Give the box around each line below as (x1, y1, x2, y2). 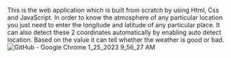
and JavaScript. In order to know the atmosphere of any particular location (7, 13, 223, 22)
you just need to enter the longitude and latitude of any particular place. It (7, 21, 220, 29)
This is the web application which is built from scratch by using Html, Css (7, 6, 220, 14)
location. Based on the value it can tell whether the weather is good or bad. (7, 36, 225, 44)
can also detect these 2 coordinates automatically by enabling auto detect (7, 28, 221, 36)
